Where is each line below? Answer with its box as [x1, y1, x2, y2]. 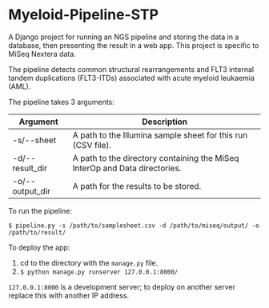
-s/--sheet [12, 134, 57, 146]
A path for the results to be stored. [72, 180, 202, 191]
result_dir [12, 162, 48, 174]
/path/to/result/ [8, 228, 66, 237]
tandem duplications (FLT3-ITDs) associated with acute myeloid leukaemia [8, 73, 255, 82]
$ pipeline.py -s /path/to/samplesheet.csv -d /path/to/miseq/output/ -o [8, 222, 260, 230]
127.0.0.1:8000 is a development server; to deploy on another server [8, 282, 236, 291]
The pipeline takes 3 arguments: [8, 97, 114, 106]
